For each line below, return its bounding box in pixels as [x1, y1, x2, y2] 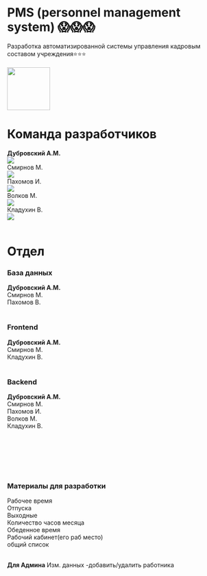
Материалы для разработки [7, 481, 106, 490]
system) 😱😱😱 [7, 19, 96, 35]
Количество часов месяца [7, 518, 84, 527]
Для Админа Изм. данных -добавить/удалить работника [7, 561, 175, 569]
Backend [7, 377, 38, 386]
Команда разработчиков [7, 127, 157, 142]
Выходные [7, 512, 38, 520]
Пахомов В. [7, 298, 41, 306]
